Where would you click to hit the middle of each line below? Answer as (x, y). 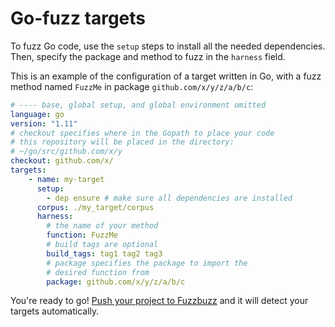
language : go (37, 114)
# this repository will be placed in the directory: (122, 142)
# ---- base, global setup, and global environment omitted (138, 105)
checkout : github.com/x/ (62, 161)
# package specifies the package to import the (147, 263)
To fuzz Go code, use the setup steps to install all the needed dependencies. (168, 46)
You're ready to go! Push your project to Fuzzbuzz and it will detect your (159, 301)
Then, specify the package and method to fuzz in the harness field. (148, 56)
